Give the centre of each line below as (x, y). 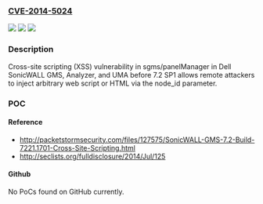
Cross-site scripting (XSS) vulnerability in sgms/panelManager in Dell (120, 66)
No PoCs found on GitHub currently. (66, 191)
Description (31, 49)
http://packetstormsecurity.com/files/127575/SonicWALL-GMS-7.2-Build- (137, 140)
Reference (25, 122)
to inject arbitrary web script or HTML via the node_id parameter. (113, 83)
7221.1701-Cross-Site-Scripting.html (77, 148)
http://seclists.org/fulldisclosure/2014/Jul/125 (92, 156)
